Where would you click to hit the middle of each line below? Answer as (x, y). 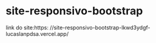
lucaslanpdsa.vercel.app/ (37, 33)
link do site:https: (27, 27)
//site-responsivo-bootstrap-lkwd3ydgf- (100, 27)
